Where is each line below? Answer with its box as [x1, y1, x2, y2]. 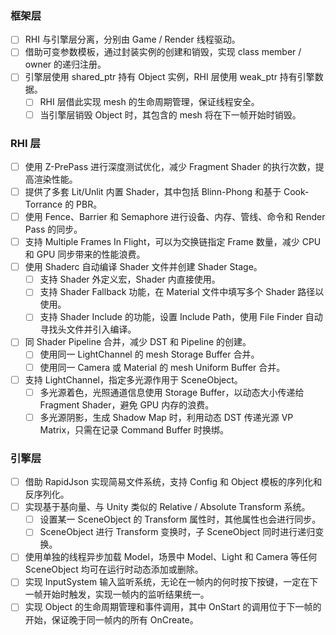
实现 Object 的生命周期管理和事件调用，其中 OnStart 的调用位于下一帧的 [24, 601, 322, 613]
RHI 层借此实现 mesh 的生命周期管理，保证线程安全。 [39, 96, 260, 108]
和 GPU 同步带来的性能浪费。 [24, 248, 146, 261]
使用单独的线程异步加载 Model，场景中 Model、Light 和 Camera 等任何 [24, 551, 318, 563]
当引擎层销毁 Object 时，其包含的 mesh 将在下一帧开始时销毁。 [39, 108, 302, 121]
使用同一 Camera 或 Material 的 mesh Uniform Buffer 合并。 [39, 361, 286, 373]
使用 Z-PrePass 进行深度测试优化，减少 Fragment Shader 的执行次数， [24, 160, 316, 172]
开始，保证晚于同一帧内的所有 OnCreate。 [24, 613, 199, 626]
